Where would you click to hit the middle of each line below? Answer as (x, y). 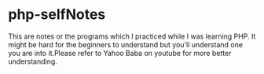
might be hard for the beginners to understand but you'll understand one (126, 44)
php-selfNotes (57, 15)
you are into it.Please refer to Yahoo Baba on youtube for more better (120, 53)
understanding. (33, 61)
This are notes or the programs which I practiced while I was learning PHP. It (132, 36)
